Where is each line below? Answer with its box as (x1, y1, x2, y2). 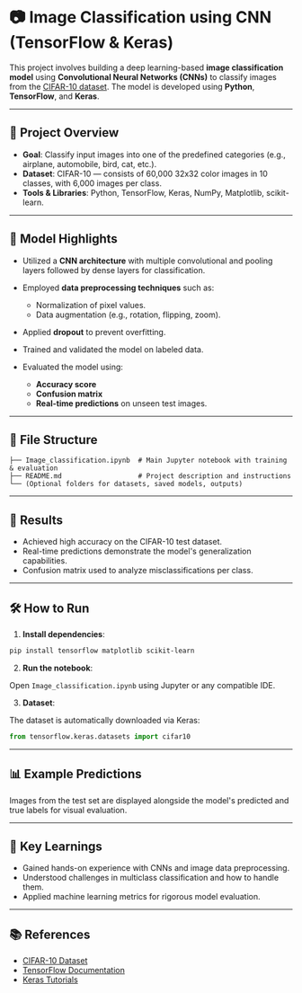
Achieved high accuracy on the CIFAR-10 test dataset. (22, 536, 223, 547)
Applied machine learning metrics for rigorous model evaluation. (22, 891, 261, 902)
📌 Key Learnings (9, 838, 103, 854)
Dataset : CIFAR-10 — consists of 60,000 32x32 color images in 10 (22, 168, 268, 179)
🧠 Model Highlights (9, 231, 119, 247)
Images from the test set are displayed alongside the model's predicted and (9, 794, 289, 805)
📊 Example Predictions (9, 767, 142, 782)
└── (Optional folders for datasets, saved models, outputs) (9, 480, 244, 489)
